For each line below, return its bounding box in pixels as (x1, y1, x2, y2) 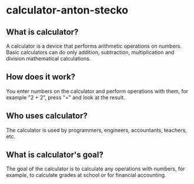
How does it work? (6, 72, 76, 82)
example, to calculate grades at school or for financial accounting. (6, 172, 166, 179)
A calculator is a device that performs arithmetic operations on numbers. (6, 42, 182, 49)
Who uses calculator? (6, 111, 88, 121)
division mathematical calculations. (6, 55, 91, 62)
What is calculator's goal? (6, 150, 104, 160)
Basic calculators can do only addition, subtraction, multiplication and (6, 49, 175, 56)
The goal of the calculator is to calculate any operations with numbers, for (6, 165, 185, 172)
